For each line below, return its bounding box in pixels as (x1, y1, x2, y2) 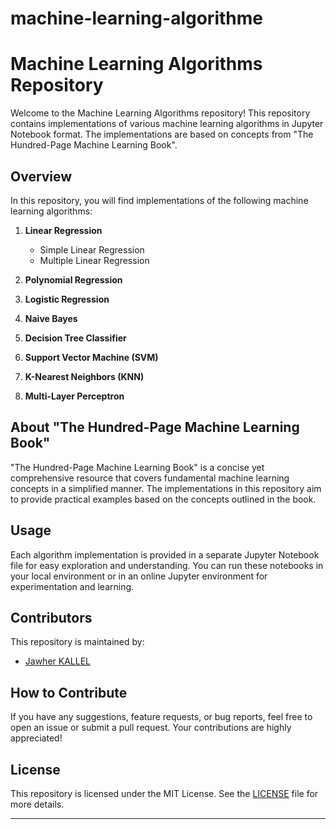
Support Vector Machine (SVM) (24, 351, 159, 363)
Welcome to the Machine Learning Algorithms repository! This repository (10, 107, 311, 119)
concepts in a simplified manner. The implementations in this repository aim (10, 482, 322, 494)
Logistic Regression (24, 293, 110, 305)
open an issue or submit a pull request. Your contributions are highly (10, 722, 292, 734)
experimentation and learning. (10, 580, 135, 592)
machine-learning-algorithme (10, 7, 263, 30)
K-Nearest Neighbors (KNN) (24, 370, 145, 382)
